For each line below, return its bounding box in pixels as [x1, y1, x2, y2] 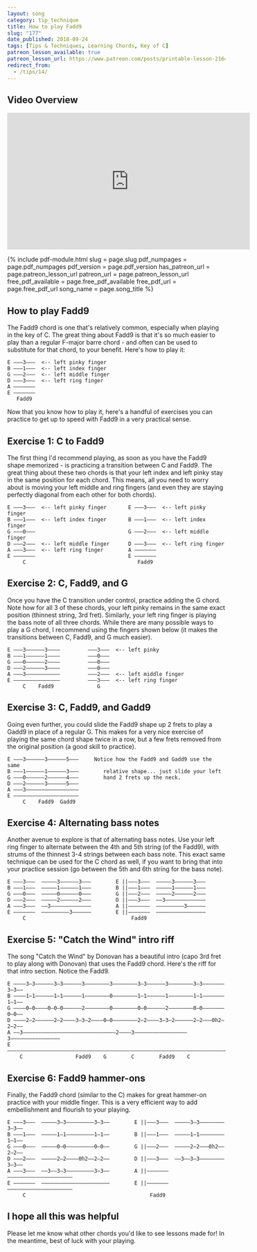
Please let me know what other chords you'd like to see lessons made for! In [7, 1229, 225, 1237]
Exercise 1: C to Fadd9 [7, 435, 105, 447]
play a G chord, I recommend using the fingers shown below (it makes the [7, 625, 218, 634]
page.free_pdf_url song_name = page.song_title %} [7, 285, 154, 293]
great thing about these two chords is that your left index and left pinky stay [7, 468, 223, 477]
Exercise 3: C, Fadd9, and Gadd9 [7, 702, 151, 714]
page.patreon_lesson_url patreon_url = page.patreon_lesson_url [7, 270, 189, 279]
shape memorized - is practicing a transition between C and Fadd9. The [7, 461, 213, 469]
